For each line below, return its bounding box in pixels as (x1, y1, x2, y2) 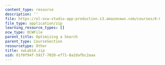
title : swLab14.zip (5, 48, 45, 53)
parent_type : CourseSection (5, 39, 63, 44)
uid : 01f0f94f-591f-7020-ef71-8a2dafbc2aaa (5, 52, 96, 58)
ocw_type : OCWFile (5, 30, 43, 35)
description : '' (5, 12, 38, 17)
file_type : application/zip (5, 21, 63, 26)
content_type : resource (5, 7, 54, 12)
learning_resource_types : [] (5, 25, 65, 30)
